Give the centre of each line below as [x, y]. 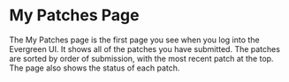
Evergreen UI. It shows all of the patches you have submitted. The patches [145, 48]
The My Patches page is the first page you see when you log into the [134, 40]
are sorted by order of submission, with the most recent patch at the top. [141, 58]
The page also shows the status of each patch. [95, 68]
